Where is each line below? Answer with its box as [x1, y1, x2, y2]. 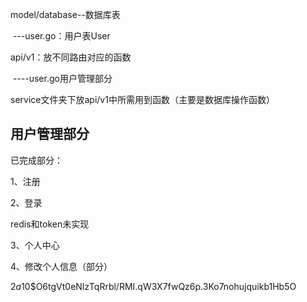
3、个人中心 [10, 239, 60, 251]
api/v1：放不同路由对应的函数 [10, 51, 132, 63]
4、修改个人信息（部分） [10, 260, 113, 272]
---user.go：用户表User [12, 30, 111, 42]
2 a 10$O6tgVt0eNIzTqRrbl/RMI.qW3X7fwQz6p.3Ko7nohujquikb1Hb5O [10, 280, 297, 292]
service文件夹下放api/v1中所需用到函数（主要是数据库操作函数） [10, 94, 275, 105]
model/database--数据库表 [10, 9, 121, 20]
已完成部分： [10, 154, 63, 166]
